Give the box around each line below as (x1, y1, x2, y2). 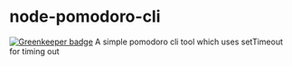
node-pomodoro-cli (9, 6, 161, 27)
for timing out (9, 45, 61, 56)
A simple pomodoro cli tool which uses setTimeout (94, 36, 283, 47)
